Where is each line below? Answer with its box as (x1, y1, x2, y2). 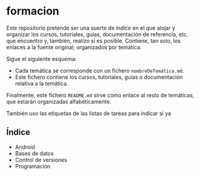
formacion (6, 4, 59, 18)
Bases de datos (15, 149, 54, 157)
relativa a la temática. (15, 80, 68, 87)
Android (15, 143, 35, 151)
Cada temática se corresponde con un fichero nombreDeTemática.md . (15, 67, 184, 74)
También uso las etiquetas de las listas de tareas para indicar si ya (6, 109, 171, 117)
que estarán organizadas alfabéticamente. (6, 98, 112, 105)
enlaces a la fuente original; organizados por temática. (6, 44, 142, 51)
